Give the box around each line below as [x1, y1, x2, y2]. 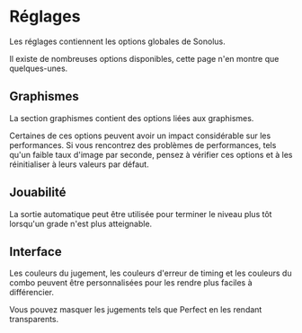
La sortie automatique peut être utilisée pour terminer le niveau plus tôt [9, 208, 272, 219]
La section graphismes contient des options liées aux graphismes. [9, 112, 254, 123]
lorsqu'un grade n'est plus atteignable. [9, 218, 153, 229]
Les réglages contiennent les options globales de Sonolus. [9, 36, 226, 47]
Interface [9, 244, 62, 259]
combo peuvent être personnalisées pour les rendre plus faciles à [9, 277, 253, 288]
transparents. [9, 314, 59, 325]
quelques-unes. [9, 63, 68, 74]
